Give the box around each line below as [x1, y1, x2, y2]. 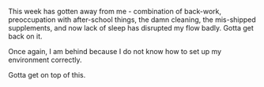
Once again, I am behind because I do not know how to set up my [8, 47, 222, 56]
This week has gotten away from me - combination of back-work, [8, 7, 222, 16]
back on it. [8, 31, 43, 41]
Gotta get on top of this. [8, 71, 86, 79]
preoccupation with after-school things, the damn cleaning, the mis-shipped [8, 15, 257, 24]
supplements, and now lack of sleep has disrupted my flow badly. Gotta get [8, 24, 255, 32]
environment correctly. [8, 55, 82, 64]
